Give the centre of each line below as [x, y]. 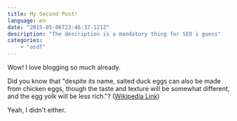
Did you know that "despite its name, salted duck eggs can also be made [114, 81]
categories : [25, 41]
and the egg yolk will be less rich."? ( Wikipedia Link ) [84, 96]
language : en [27, 21]
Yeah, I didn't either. [37, 110]
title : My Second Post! [43, 14]
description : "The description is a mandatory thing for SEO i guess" [114, 34]
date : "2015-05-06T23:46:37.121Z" [59, 27]
